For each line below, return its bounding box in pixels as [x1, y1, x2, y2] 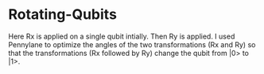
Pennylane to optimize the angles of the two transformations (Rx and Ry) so [8, 39, 256, 49]
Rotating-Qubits [8, 6, 118, 24]
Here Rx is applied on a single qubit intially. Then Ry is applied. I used [8, 31, 235, 41]
